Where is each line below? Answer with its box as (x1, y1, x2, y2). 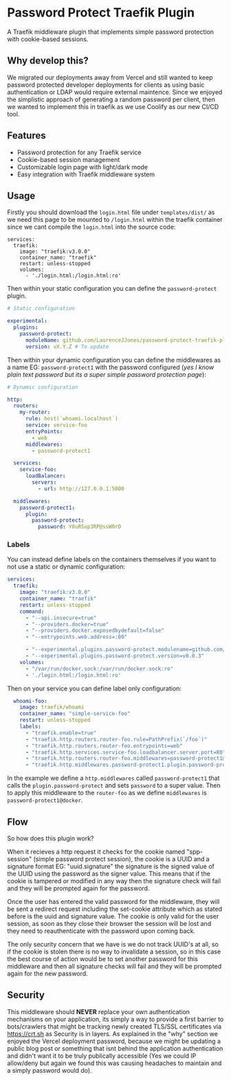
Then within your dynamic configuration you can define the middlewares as (7, 356, 221, 364)
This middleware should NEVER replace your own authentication (7, 1007, 190, 1016)
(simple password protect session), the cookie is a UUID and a (33, 854, 210, 863)
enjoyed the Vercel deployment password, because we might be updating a (7, 1037, 221, 1045)
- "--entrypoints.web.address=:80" (25, 634, 128, 641)
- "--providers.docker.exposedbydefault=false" (25, 627, 165, 635)
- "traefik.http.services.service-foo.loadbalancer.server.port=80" (25, 749, 226, 756)
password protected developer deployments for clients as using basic (7, 81, 205, 89)
